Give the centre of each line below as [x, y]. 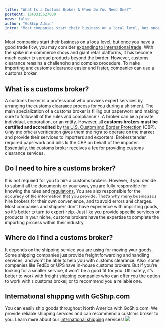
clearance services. [25, 153]
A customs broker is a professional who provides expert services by [74, 100]
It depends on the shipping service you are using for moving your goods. [79, 250]
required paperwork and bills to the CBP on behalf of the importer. [72, 142]
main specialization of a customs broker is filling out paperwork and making [82, 111]
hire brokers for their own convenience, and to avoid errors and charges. [79, 201]
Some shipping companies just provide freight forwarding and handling [77, 255]
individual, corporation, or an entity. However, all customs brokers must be [82, 122]
